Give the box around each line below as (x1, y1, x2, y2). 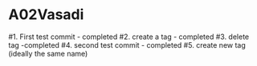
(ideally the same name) (8, 49, 88, 58)
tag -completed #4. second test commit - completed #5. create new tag (8, 40, 247, 49)
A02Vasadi (8, 6, 84, 24)
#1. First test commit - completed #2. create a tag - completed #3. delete (8, 32, 250, 41)
